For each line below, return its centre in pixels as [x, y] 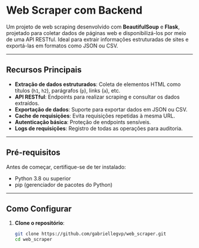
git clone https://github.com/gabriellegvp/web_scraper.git [90, 234]
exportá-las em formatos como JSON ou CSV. [62, 46]
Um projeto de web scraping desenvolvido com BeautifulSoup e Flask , [93, 27]
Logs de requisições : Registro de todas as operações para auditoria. [99, 128]
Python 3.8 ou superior [43, 178]
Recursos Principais [44, 70]
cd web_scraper [33, 240]
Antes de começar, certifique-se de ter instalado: [66, 167]
